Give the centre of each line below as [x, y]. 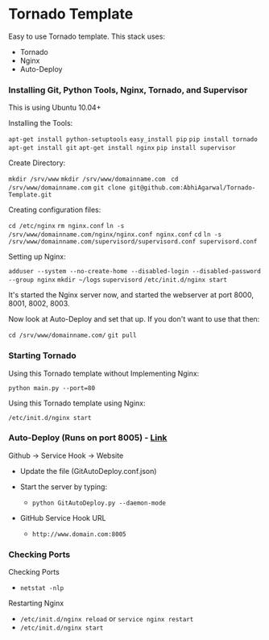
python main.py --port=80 [52, 388]
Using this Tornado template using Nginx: [77, 403]
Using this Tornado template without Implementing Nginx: [104, 373]
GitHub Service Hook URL [63, 517]
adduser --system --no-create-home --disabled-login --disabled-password [135, 272]
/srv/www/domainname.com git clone [67, 188]
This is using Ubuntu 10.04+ [55, 108]
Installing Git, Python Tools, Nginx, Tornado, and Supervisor [128, 89]
